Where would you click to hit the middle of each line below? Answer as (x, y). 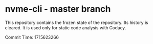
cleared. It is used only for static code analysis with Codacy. (66, 27)
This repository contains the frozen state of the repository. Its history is (76, 22)
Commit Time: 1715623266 (32, 37)
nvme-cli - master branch (58, 9)
